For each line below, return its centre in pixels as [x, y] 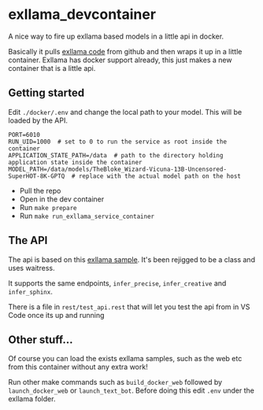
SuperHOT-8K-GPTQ [37, 176]
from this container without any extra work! [78, 367]
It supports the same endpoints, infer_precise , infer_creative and [117, 283]
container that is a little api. [52, 68]
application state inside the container [76, 162]
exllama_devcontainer [82, 15]
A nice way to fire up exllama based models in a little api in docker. [116, 36]
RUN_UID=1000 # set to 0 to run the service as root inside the [117, 142]
